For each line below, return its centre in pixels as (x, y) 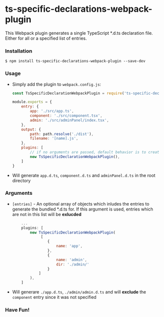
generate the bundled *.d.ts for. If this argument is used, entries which (82, 209)
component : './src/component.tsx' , (66, 116)
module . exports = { (32, 102)
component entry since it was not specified (54, 297)
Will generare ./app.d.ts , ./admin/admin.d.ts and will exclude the (79, 292)
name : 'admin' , (71, 260)
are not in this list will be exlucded (47, 214)
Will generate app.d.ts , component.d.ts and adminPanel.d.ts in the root (84, 175)
